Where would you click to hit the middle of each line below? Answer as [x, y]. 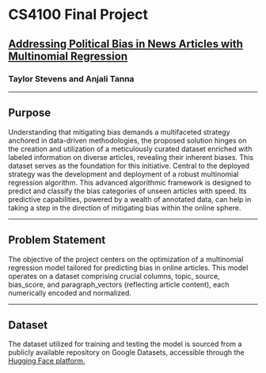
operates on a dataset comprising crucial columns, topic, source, [114, 276]
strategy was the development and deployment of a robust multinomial [123, 174]
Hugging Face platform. [47, 361]
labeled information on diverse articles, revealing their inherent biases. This [131, 157]
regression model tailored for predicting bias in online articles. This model [128, 268]
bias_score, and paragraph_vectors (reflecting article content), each [119, 284]
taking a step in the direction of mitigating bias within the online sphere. [125, 207]
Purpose [30, 113]
